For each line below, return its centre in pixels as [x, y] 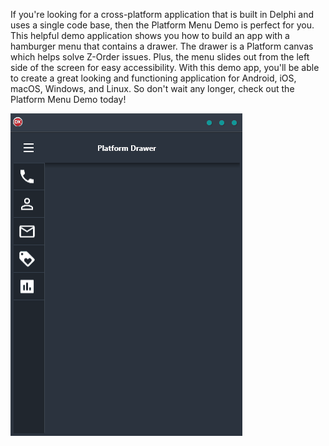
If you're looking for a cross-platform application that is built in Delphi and [162, 14]
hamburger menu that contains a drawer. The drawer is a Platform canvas [162, 46]
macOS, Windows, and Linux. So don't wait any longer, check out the [152, 88]
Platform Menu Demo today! [68, 99]
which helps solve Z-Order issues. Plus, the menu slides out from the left [160, 57]
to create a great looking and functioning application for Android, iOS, [153, 78]
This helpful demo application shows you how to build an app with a [150, 35]
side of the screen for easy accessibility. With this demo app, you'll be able [165, 67]
